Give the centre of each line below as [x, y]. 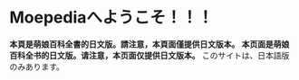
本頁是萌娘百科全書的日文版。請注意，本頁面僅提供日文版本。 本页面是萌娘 [149, 44]
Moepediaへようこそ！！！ [111, 18]
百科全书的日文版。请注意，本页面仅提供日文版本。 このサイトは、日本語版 [149, 55]
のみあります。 [37, 67]
